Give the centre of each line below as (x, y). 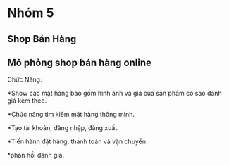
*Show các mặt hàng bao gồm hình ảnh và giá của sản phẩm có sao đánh (114, 94)
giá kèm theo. (27, 101)
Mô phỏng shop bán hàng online (80, 62)
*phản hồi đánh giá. (36, 155)
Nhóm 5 (31, 13)
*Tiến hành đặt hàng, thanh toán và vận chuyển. (78, 141)
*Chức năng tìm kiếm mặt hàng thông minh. (71, 115)
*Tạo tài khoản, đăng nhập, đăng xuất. (63, 128)
